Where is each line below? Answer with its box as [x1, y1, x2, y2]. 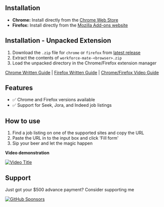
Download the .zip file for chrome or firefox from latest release [12, 49, 141, 56]
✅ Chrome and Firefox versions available [12, 97, 95, 103]
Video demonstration [5, 150, 50, 156]
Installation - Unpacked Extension [5, 36, 111, 45]
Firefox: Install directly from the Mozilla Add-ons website [12, 22, 128, 28]
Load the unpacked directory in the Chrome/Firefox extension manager [12, 60, 157, 66]
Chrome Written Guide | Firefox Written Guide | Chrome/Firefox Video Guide [5, 69, 159, 75]
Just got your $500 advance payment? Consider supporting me [5, 187, 134, 193]
